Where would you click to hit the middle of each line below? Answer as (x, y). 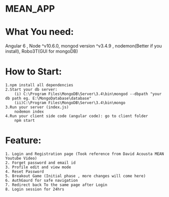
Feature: (23, 141)
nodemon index (29, 112)
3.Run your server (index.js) (37, 107)
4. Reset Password (25, 172)
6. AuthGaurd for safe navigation (42, 180)
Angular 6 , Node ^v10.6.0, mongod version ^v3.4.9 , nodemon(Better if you (83, 46)
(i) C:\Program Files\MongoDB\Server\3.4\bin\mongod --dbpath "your (88, 94)
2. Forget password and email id (40, 163)
